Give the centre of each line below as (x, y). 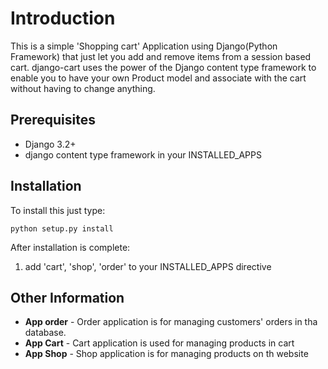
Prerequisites (53, 120)
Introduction (63, 18)
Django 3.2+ (50, 144)
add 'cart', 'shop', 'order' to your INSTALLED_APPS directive (148, 266)
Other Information (67, 297)
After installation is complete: (70, 247)
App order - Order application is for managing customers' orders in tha (171, 322)
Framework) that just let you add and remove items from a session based (161, 56)
